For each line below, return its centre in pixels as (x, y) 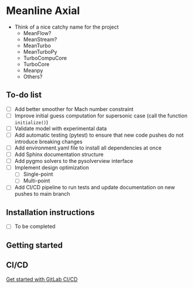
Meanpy (33, 70)
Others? (33, 77)
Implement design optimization (52, 168)
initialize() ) (31, 122)
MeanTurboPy (40, 51)
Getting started (35, 245)
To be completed (35, 227)
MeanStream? (40, 39)
